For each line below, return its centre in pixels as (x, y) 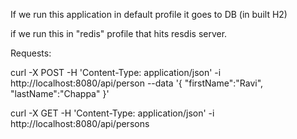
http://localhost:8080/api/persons (80, 123)
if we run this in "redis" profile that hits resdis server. (119, 33)
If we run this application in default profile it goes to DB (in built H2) (149, 14)
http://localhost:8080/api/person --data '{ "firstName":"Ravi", (137, 83)
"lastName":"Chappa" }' (60, 93)
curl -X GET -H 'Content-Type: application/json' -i (112, 113)
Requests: (31, 53)
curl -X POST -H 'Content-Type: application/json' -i (116, 72)
